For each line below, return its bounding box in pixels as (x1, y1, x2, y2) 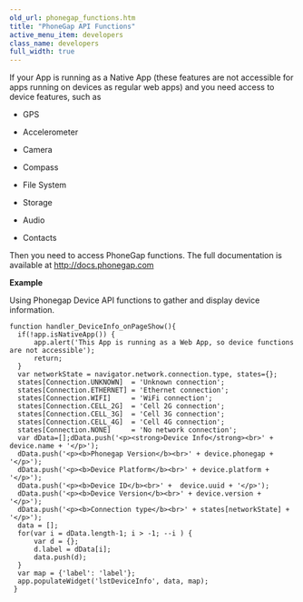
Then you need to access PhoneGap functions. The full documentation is (9, 250, 283, 261)
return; (33, 354, 64, 364)
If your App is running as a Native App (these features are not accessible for (9, 72, 294, 83)
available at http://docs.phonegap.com (9, 260, 154, 271)
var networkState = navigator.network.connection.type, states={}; (17, 370, 279, 379)
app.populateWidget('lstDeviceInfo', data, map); (17, 577, 209, 587)
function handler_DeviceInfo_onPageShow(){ (9, 322, 177, 332)
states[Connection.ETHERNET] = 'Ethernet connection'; (17, 386, 230, 396)
